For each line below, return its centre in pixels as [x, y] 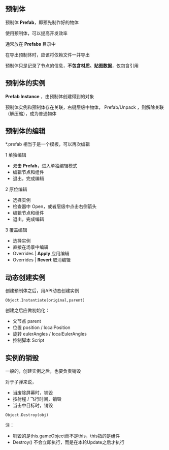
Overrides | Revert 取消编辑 [42, 260]
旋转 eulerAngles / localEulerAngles [50, 334]
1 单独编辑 [16, 155]
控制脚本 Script [28, 340]
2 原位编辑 [16, 189]
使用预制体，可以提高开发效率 [36, 33]
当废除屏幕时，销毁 [33, 393]
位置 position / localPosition [41, 327]
